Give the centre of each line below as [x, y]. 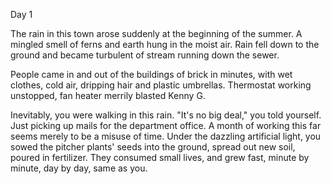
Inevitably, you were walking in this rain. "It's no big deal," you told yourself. [166, 115]
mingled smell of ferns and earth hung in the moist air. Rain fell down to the [165, 44]
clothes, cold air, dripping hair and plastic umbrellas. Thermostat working [161, 85]
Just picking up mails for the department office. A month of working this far [166, 125]
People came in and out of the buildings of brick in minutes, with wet [151, 74]
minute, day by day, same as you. [79, 168]
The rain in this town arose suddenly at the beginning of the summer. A [156, 33]
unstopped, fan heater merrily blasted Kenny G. [108, 95]
